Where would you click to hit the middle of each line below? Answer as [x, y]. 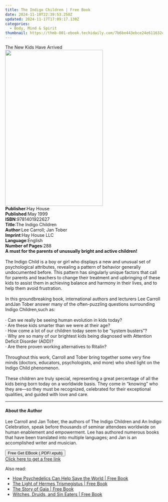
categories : [17, 24]
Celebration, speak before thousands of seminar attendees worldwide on [80, 427]
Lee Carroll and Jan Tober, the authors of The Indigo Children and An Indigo [83, 422]
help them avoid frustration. [34, 288]
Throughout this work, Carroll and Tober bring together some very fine [78, 357]
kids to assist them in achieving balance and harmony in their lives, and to [81, 283]
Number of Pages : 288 [28, 246]
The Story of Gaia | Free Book [43, 489]
